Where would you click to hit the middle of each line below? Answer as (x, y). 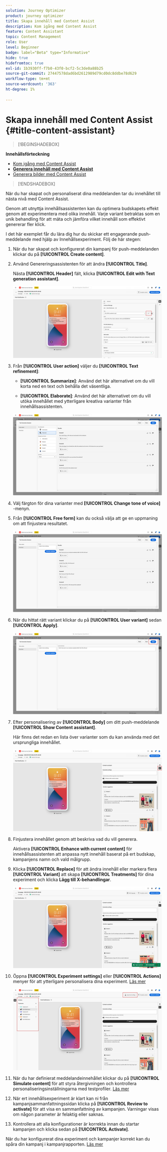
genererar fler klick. (26, 224)
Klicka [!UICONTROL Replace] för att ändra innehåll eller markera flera (85, 869)
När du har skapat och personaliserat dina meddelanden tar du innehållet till (83, 193)
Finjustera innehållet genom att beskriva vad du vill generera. (75, 839)
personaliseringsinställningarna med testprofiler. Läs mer (71, 1089)
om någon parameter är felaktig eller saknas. (58, 1114)
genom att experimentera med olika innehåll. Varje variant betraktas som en (83, 214)
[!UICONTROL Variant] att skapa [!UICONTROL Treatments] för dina (83, 874)
